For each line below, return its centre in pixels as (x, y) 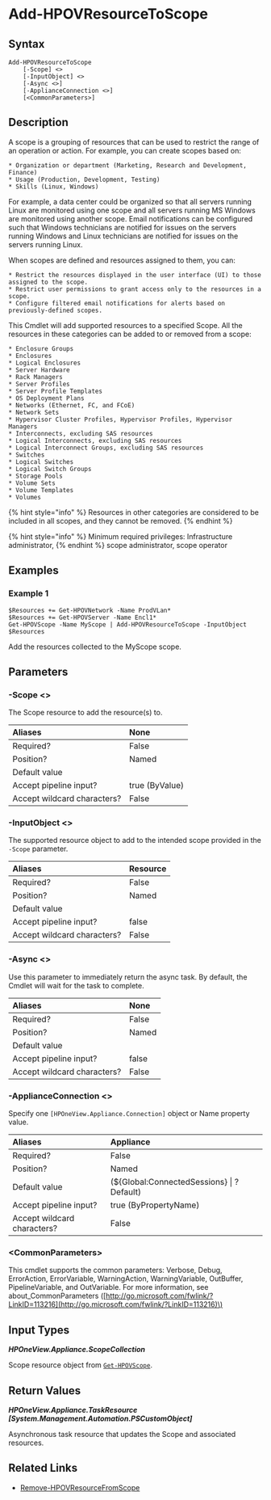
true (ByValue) (156, 786)
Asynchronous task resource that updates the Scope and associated (122, 1434)
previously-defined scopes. (56, 310)
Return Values (45, 1390)
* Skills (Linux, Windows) (54, 187)
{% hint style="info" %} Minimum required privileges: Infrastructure (121, 536)
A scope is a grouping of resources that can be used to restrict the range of (134, 141)
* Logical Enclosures (45, 363)
